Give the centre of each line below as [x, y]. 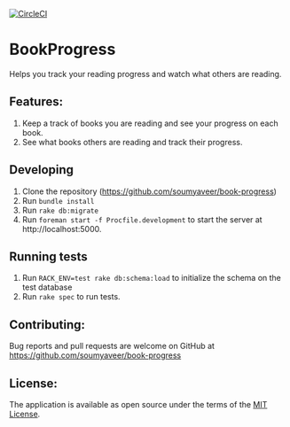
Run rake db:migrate [60, 210]
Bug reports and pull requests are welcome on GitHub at [112, 346]
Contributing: [47, 325]
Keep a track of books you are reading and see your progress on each [150, 123]
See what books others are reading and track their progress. [132, 142]
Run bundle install [58, 200]
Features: [36, 102]
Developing [41, 170]
